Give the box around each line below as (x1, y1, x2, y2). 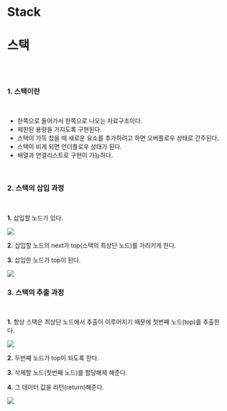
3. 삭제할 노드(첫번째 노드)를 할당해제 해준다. (7, 368, 128, 377)
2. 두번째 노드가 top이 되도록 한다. (7, 354, 100, 362)
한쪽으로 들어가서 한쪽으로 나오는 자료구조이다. (17, 117, 143, 125)
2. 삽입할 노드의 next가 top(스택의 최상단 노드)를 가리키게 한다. (7, 241, 177, 249)
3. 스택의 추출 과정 (7, 287, 65, 297)
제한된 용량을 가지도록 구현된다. (17, 125, 102, 134)
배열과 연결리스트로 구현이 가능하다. (17, 151, 113, 159)
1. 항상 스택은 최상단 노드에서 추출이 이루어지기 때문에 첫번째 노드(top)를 (7, 318, 202, 326)
